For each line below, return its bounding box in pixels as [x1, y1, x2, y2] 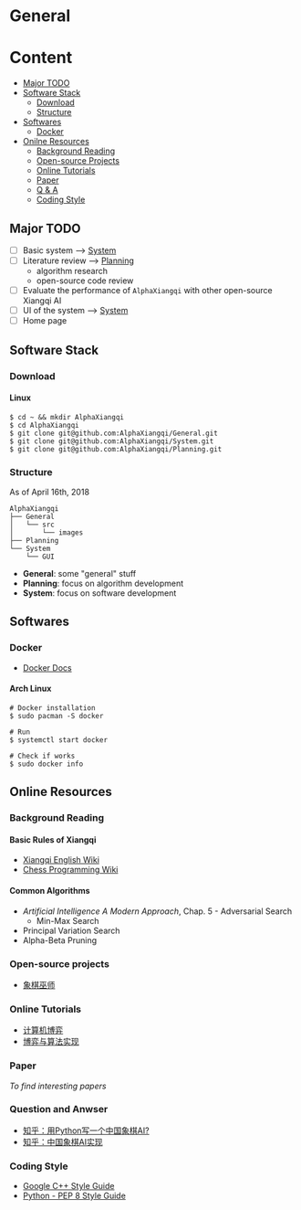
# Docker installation [9, 703, 96, 713]
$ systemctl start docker [9, 735, 108, 745]
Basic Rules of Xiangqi [9, 833, 97, 845]
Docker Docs [22, 662, 72, 673]
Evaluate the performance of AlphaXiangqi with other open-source [22, 285, 273, 296]
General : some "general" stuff [22, 568, 137, 579]
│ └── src [9, 520, 55, 530]
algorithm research [36, 266, 108, 277]
